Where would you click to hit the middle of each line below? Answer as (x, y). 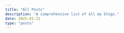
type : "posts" (20, 23)
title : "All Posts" (25, 9)
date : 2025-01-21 (23, 18)
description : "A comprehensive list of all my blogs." (62, 14)
